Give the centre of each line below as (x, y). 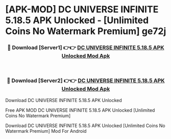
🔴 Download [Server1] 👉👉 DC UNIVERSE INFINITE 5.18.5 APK (86, 48)
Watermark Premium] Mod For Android (46, 131)
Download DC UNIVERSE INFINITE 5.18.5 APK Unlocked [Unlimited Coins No (85, 125)
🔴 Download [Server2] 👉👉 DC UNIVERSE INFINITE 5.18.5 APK (86, 81)
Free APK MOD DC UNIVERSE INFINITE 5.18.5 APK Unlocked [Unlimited (80, 110)
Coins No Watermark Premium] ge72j (86, 31)
